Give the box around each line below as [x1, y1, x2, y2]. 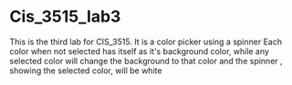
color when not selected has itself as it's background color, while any [9, 45, 269, 56]
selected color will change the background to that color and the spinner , [9, 55, 283, 66]
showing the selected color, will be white [9, 65, 162, 76]
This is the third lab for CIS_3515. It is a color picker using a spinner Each [9, 36, 283, 47]
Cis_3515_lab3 [9, 6, 121, 27]
